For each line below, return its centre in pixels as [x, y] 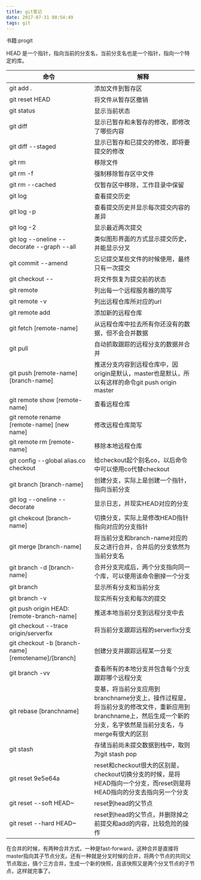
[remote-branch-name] [43, 616]
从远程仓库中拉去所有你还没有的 [139, 324]
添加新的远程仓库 [118, 313]
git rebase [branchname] [44, 711]
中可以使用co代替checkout [132, 469]
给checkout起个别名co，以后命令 [141, 460]
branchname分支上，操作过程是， [142, 698]
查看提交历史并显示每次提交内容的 [142, 208]
